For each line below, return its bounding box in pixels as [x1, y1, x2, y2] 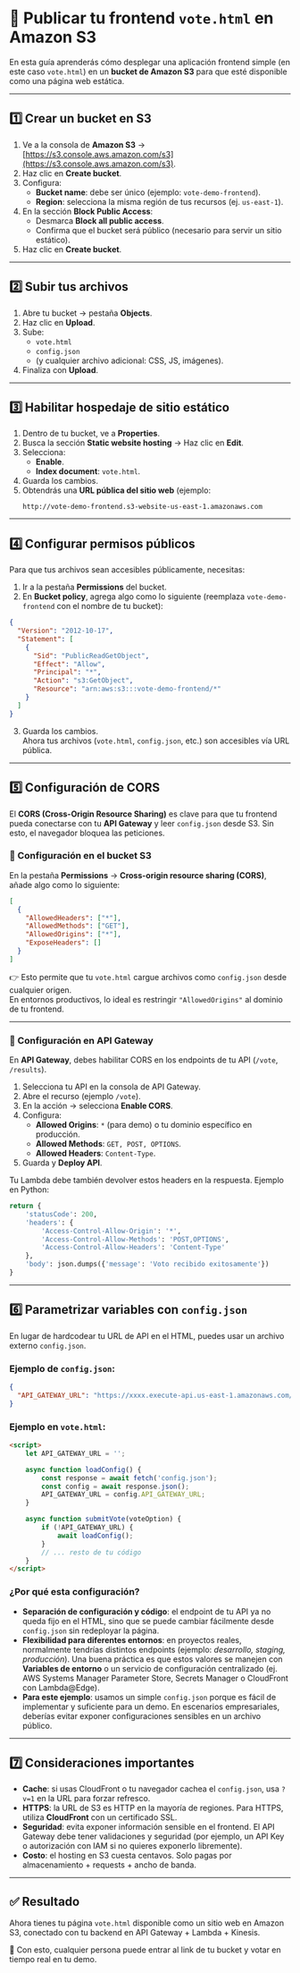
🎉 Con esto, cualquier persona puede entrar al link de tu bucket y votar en [9, 1944, 281, 1955]
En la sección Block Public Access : [21, 206, 154, 216]
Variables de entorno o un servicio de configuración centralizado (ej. [21, 1663, 279, 1673]
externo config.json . [9, 1340, 87, 1351]
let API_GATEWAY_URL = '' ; [25, 1449, 126, 1458]
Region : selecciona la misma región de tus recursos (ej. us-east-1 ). [35, 196, 284, 207]
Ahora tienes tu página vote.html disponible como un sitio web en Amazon [9, 1918, 284, 1928]
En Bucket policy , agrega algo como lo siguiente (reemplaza [21, 591, 246, 602]
